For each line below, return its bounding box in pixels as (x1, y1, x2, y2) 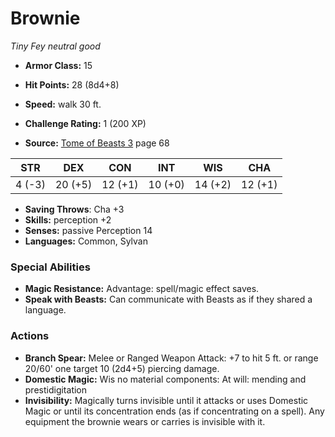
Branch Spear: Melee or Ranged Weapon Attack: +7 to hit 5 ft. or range (24, 352, 319, 364)
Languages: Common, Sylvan (24, 235, 148, 247)
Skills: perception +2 (24, 213, 112, 226)
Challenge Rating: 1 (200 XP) (24, 117, 147, 129)
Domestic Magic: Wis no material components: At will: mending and (24, 373, 307, 385)
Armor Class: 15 (24, 59, 93, 71)
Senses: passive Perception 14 (24, 224, 153, 236)
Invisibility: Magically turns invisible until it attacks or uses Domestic (24, 394, 309, 406)
